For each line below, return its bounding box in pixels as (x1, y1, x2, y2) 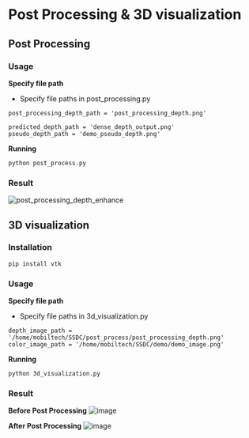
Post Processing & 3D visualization (8, 6, 242, 24)
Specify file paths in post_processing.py (19, 93, 151, 104)
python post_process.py (8, 159, 87, 167)
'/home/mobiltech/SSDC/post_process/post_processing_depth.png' (8, 334, 224, 342)
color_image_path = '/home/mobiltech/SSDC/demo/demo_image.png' (8, 341, 224, 349)
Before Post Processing (8, 406, 87, 416)
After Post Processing (8, 421, 82, 431)
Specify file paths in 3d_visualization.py (19, 312, 149, 321)
